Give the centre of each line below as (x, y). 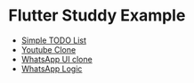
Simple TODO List (53, 40)
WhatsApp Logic (52, 69)
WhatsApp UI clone (57, 59)
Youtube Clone (48, 49)
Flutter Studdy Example (97, 16)
